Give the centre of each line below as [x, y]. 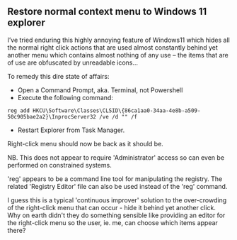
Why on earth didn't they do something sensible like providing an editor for [116, 215]
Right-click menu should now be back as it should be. [86, 143]
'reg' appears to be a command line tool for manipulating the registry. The [115, 179]
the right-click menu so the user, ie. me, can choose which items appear [112, 222]
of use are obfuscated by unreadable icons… [73, 62]
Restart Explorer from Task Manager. [71, 130]
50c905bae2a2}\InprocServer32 [52, 116]
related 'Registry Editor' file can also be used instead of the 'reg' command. [117, 186]
